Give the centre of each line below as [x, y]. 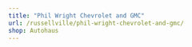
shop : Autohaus [34, 30]
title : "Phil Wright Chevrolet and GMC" [77, 16]
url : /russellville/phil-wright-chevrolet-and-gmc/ [96, 23]
